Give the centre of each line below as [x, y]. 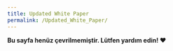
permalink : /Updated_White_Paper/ [58, 20]
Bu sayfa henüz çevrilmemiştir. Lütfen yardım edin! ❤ [87, 40]
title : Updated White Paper [48, 14]
